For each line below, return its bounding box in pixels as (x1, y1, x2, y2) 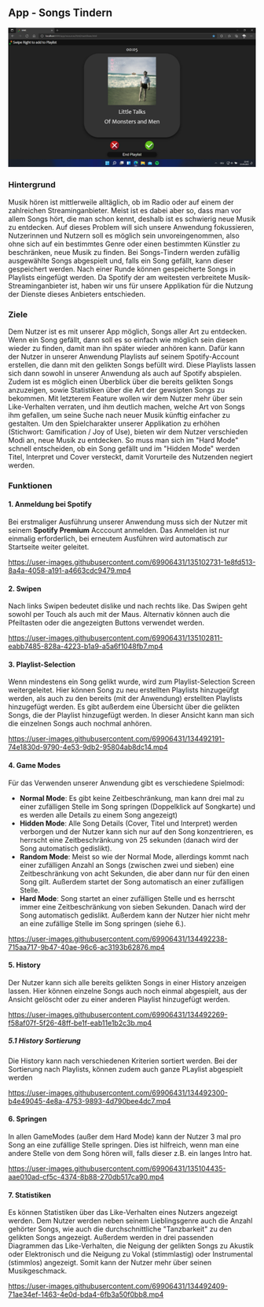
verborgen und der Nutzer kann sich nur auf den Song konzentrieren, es (19, 826, 254, 836)
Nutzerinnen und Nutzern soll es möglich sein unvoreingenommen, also (8, 231, 240, 240)
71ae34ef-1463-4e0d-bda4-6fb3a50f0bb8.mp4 (8, 1290, 164, 1299)
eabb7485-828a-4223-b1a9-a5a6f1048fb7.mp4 (8, 641, 163, 652)
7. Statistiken (8, 1190, 51, 1199)
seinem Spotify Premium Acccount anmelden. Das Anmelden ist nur (8, 526, 230, 535)
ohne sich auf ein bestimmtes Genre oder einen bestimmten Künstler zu (8, 239, 240, 249)
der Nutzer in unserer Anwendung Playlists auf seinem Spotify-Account (8, 352, 240, 361)
